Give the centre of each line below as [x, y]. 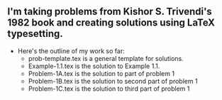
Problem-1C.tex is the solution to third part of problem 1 [109, 89]
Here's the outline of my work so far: [71, 51]
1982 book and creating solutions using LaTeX [111, 23]
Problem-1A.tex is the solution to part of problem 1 [101, 73]
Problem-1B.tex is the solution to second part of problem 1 [113, 81]
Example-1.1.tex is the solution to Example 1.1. [94, 66]
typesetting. [35, 34]
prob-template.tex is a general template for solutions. [106, 58]
